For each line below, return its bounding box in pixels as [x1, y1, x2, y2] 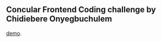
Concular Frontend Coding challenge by [6, 5, 157, 15]
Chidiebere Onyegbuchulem [6, 14, 112, 24]
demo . [6, 30, 22, 37]
